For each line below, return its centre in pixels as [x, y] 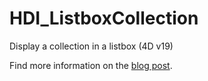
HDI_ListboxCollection [104, 18]
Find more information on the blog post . [91, 65]
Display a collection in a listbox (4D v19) [91, 46]
